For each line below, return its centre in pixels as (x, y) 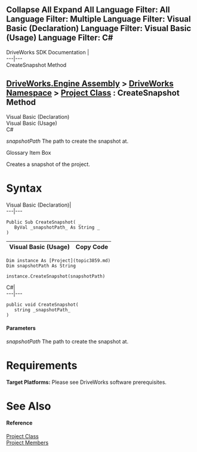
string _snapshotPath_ (42, 310)
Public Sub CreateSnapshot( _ (44, 222)
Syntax (24, 188)
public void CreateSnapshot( (42, 305)
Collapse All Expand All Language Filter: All (88, 10)
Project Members (27, 443)
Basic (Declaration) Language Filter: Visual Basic (99, 28)
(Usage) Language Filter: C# (60, 38)
